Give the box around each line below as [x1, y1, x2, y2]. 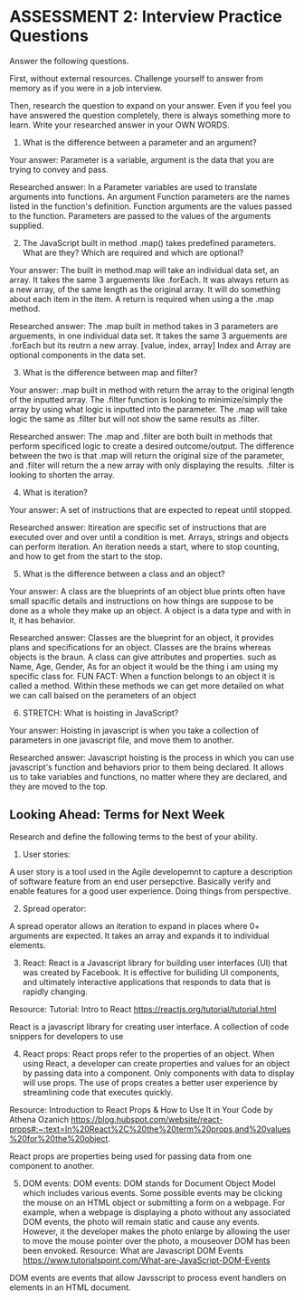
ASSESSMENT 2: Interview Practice [9, 6, 282, 27]
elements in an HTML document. [9, 1282, 131, 1293]
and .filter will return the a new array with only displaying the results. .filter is [9, 460, 295, 470]
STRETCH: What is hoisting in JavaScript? [22, 707, 179, 718]
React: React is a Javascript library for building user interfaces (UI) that [22, 957, 288, 968]
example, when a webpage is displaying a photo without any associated [22, 1206, 291, 1218]
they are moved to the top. [9, 781, 109, 792]
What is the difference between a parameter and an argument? [22, 137, 257, 147]
